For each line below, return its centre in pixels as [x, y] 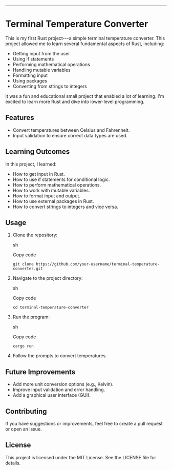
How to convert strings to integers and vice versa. [66, 207]
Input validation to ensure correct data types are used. [70, 135]
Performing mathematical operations [51, 64]
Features [20, 118]
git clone [23, 264]
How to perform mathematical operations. [57, 185]
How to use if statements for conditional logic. [61, 179]
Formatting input [30, 75]
